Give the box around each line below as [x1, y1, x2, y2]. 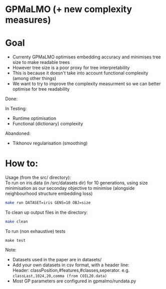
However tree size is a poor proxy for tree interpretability [12, 64, 130, 71]
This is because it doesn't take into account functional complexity [12, 70, 148, 76]
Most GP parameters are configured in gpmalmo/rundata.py [12, 278, 136, 284]
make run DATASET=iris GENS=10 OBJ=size [5, 200, 91, 205]
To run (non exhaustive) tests [5, 228, 66, 234]
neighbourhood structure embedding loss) [5, 190, 93, 197]
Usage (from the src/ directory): [5, 175, 71, 181]
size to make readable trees [12, 59, 70, 65]
